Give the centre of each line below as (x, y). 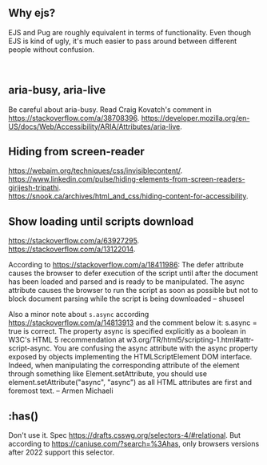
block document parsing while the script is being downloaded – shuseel (126, 299)
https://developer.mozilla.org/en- (195, 118)
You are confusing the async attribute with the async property (155, 348)
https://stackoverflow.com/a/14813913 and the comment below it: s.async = (133, 323)
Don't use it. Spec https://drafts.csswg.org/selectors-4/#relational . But (125, 435)
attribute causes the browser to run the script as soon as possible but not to (133, 291)
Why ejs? (32, 13)
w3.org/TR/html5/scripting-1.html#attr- (190, 340)
